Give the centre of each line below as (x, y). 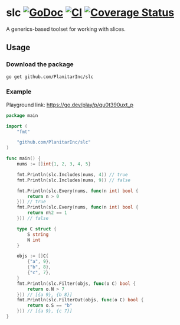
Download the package (40, 64)
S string (38, 234)
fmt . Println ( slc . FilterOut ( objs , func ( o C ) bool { (80, 300)
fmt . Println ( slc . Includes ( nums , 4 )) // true (72, 174)
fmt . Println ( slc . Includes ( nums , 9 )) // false (74, 180)
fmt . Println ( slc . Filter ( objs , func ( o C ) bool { (76, 284)
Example (19, 92)
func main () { (24, 159)
